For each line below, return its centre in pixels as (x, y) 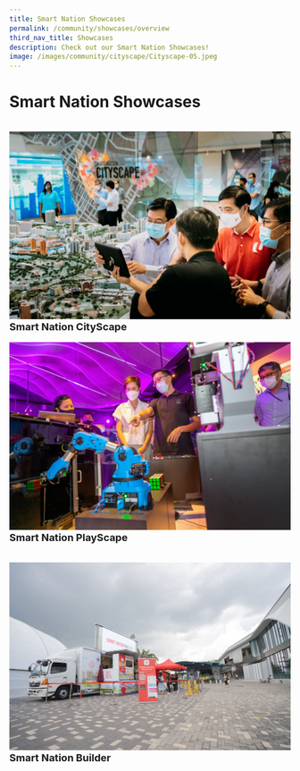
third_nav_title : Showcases (62, 38)
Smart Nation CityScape (68, 327)
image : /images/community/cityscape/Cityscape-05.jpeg (113, 57)
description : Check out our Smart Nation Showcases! (109, 47)
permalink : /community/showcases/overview (89, 28)
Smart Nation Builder (60, 758)
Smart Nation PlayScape (68, 537)
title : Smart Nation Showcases (67, 19)
